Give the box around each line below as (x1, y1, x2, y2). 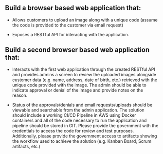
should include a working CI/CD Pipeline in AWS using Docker (12, 112, 136, 118)
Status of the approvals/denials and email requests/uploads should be (12, 102, 153, 108)
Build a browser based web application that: (5, 4, 141, 12)
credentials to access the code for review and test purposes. (12, 128, 134, 133)
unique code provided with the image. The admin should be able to (12, 82, 147, 88)
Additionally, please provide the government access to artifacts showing (12, 133, 157, 139)
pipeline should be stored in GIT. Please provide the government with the (12, 122, 159, 129)
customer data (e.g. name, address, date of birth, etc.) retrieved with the (12, 77, 157, 83)
